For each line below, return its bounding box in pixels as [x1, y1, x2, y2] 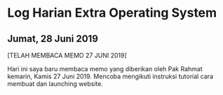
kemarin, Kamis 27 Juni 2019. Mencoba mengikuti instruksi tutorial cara [7, 72, 214, 80]
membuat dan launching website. [7, 80, 104, 88]
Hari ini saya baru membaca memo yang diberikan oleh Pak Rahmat [7, 65, 203, 73]
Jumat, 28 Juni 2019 [7, 33, 98, 45]
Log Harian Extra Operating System [7, 5, 217, 21]
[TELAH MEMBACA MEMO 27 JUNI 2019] [7, 51, 128, 59]
